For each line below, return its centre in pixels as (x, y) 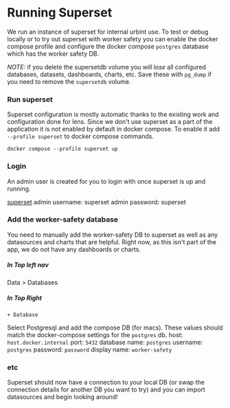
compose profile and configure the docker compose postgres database (108, 46)
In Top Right (25, 298)
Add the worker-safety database (63, 219)
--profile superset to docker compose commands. (81, 136)
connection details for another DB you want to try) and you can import (106, 389)
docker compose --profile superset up (62, 149)
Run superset (30, 99)
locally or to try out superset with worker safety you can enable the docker (113, 39)
